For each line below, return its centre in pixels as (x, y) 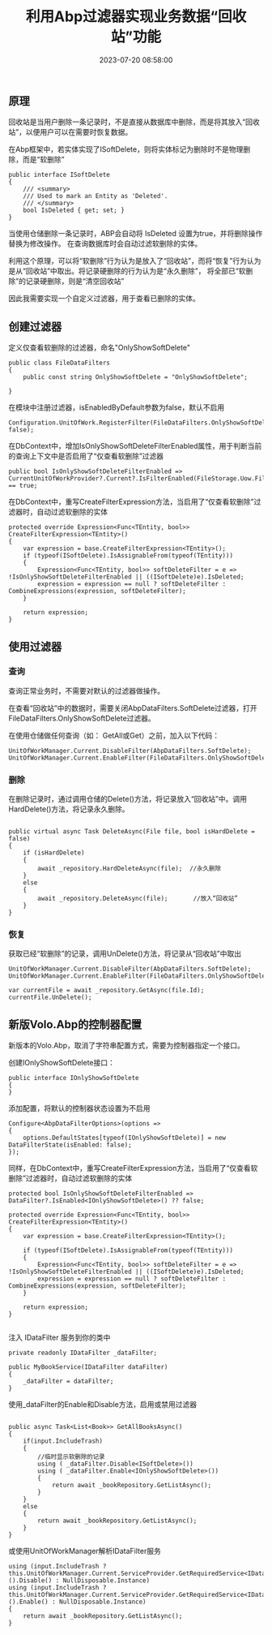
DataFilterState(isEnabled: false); (70, 1145)
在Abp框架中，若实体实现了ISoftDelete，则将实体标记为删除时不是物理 (126, 149)
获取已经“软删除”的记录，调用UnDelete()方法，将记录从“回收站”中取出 (125, 953)
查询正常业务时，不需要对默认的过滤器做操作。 (86, 691)
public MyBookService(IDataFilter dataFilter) (88, 1367)
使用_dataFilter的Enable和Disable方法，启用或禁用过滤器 (102, 1405)
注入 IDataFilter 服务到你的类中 (59, 1338)
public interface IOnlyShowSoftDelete (74, 1078)
